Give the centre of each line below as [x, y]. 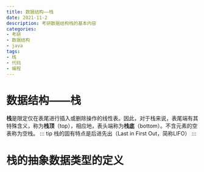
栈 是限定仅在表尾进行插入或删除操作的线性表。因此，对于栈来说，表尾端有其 [102, 119]
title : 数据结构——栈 [30, 12]
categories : [21, 29]
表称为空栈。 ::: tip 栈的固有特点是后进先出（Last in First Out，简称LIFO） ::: [101, 134]
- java [15, 46]
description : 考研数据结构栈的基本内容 [51, 23]
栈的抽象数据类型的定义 [65, 160]
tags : [13, 52]
